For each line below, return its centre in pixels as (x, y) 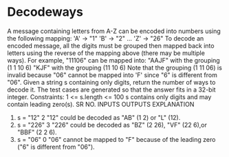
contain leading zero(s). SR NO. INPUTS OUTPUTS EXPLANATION (101, 104)
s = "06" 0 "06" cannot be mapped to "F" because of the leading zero (116, 139)
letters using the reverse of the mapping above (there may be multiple (106, 53)
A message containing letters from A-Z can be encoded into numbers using (114, 31)
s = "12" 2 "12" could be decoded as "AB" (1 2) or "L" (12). (99, 117)
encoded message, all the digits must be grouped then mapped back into (111, 45)
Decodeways (45, 12)
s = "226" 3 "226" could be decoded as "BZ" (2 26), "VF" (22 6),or (112, 125)
